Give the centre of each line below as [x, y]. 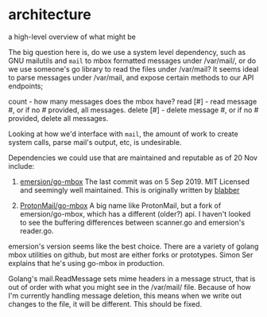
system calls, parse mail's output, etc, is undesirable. [95, 142]
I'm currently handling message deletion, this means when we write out [125, 295]
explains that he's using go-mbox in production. [87, 263]
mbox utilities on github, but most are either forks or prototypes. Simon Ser [131, 254]
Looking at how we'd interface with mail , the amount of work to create [123, 134]
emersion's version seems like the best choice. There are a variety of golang [133, 246]
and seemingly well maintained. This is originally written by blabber [130, 190]
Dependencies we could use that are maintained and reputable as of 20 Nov [133, 158]
